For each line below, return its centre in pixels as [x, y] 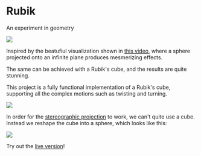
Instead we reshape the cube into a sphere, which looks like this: [87, 123]
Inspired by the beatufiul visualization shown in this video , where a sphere [98, 51]
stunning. [18, 75]
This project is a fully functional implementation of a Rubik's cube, [88, 87]
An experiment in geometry [40, 28]
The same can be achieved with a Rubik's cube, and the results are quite [97, 69]
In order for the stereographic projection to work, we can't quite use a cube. [101, 117]
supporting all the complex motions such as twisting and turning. [87, 93]
